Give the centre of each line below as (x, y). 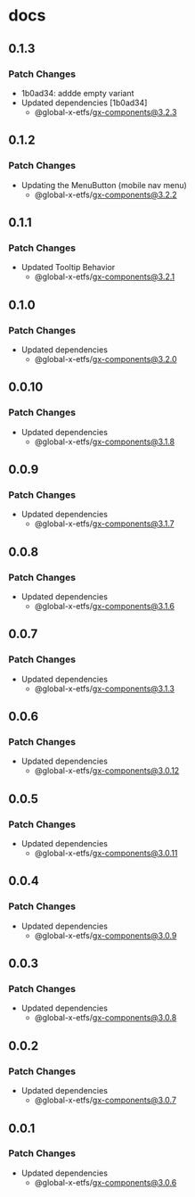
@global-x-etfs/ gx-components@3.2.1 (105, 277)
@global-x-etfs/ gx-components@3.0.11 (106, 854)
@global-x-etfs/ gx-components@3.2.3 (106, 111)
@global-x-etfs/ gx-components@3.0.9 (106, 935)
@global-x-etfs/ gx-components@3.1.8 (105, 442)
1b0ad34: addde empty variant (77, 93)
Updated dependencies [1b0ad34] (84, 103)
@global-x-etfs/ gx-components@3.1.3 (105, 689)
